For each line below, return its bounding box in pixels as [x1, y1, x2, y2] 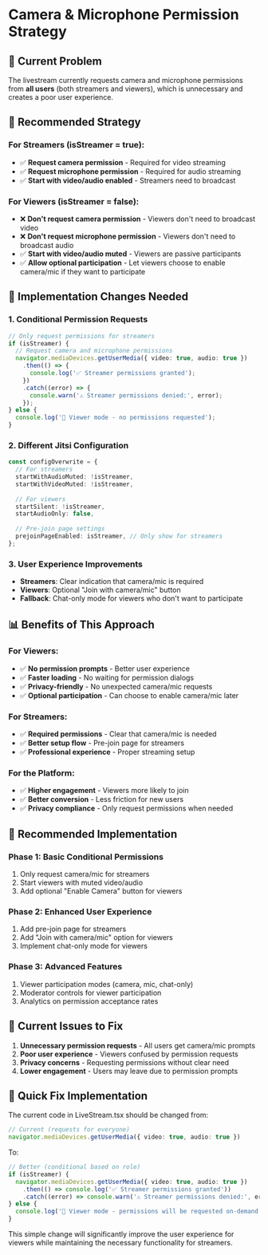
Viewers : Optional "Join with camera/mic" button [19, 585, 181, 595]
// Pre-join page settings [15, 525, 105, 533]
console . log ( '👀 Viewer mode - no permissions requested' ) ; [15, 413, 216, 422]
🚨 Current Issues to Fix [8, 1020, 124, 1033]
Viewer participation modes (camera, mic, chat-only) [19, 979, 194, 989]
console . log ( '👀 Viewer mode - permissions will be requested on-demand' [15, 1207, 262, 1216]
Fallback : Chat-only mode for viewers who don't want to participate [19, 594, 243, 603]
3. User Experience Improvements [8, 558, 144, 570]
